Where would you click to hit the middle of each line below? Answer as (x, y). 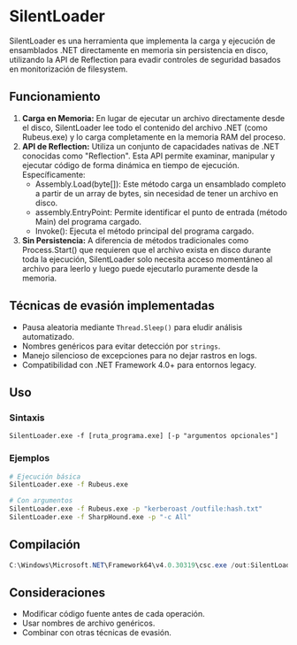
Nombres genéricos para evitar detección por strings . (121, 346)
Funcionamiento (55, 97)
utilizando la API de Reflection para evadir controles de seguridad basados (145, 59)
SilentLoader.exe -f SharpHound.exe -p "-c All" (100, 518)
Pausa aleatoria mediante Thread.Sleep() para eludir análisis (132, 327)
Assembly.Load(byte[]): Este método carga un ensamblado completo (160, 184)
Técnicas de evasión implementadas (112, 306)
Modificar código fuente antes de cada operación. (113, 614)
